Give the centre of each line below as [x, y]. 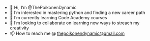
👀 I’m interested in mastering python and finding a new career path [77, 13]
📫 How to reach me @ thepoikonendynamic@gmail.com [67, 33]
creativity [19, 28]
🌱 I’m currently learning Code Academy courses [58, 18]
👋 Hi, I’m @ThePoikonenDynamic [43, 7]
